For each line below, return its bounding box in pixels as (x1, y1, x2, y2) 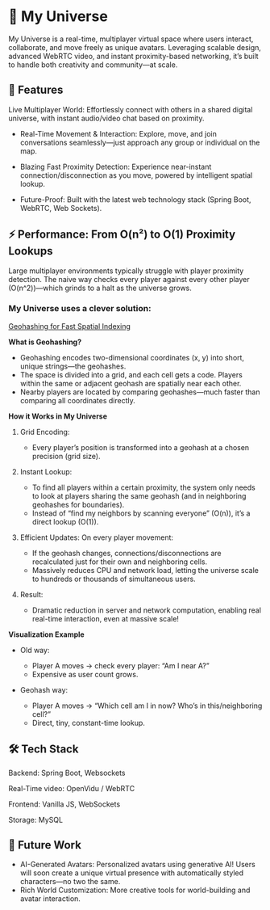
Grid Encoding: (19, 427, 70, 436)
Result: (19, 589, 44, 599)
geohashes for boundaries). (31, 499, 125, 509)
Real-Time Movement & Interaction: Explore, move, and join (19, 128, 218, 138)
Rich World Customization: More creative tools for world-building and (19, 885, 251, 895)
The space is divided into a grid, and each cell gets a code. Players (19, 369, 243, 379)
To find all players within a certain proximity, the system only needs (31, 482, 255, 492)
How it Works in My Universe (8, 411, 107, 421)
